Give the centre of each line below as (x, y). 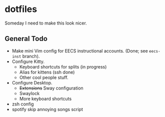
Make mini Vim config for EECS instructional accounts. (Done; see (80, 50)
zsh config (23, 104)
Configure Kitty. (28, 61)
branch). (31, 56)
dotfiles (21, 9)
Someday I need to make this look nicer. (46, 23)
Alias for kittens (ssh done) (47, 72)
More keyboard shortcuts (45, 98)
